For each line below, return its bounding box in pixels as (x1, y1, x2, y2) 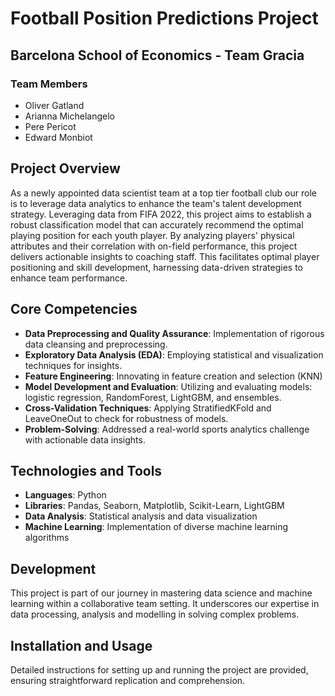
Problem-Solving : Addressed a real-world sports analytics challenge (24, 423, 310, 435)
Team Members (10, 77, 88, 91)
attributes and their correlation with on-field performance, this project (10, 240, 298, 252)
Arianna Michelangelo (24, 110, 115, 122)
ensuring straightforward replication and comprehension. (10, 674, 246, 686)
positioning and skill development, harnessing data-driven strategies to (10, 261, 303, 273)
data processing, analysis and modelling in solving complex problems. (10, 608, 300, 621)
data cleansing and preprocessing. (24, 338, 168, 350)
